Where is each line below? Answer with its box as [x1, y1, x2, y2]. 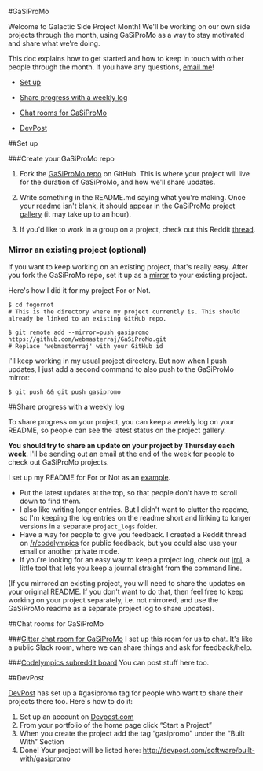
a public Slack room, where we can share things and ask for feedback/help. [8, 643, 253, 652]
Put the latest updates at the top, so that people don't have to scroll [19, 488, 238, 498]
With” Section [19, 737, 64, 747]
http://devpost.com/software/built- [142, 746, 255, 755]
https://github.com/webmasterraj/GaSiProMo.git [8, 335, 167, 343]
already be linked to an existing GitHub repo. [8, 315, 167, 323]
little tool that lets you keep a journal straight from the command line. [19, 563, 243, 573]
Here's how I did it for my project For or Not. [8, 286, 151, 295]
